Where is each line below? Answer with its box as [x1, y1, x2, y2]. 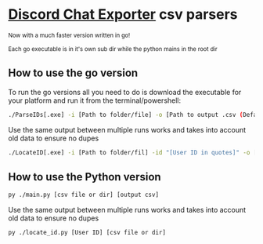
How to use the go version [8, 67, 139, 80]
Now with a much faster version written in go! [8, 31, 131, 39]
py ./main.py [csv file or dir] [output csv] [8, 191, 159, 199]
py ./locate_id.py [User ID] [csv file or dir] [8, 229, 167, 237]
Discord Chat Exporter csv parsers [8, 5, 238, 24]
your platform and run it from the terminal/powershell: [8, 96, 182, 105]
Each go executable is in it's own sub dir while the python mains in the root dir [8, 45, 218, 53]
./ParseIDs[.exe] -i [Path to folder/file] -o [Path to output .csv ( [8, 111, 243, 118]
